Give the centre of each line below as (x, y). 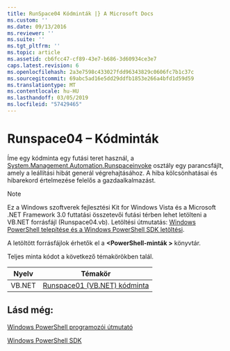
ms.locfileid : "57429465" (44, 104)
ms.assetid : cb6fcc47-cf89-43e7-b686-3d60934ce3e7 (82, 59)
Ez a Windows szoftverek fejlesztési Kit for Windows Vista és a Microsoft (112, 207)
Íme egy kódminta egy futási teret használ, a (71, 158)
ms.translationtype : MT (42, 85)
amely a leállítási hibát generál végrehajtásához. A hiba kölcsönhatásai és (112, 173)
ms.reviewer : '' (31, 33)
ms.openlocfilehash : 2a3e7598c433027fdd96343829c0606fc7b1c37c (101, 72)
